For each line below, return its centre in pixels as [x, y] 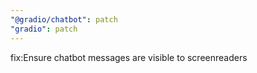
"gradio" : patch [44, 29]
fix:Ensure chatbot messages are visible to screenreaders [129, 57]
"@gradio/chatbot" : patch [64, 19]
